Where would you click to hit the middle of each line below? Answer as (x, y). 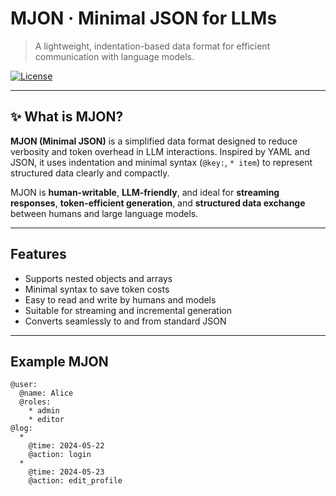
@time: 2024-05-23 (66, 472)
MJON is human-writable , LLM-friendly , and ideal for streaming (145, 192)
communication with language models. (114, 56)
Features (38, 254)
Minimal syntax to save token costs (97, 289)
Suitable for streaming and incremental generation (128, 310)
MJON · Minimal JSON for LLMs (144, 18)
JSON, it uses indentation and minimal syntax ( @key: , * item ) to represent (161, 162)
